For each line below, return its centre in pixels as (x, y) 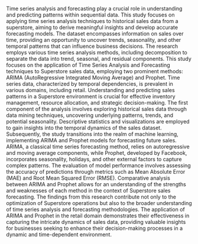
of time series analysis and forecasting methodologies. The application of (95, 209)
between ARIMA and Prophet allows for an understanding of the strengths (96, 184)
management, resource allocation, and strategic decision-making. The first (97, 103)
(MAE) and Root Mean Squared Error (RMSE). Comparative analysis (88, 178)
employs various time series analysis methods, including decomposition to (97, 52)
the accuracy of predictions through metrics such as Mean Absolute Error (96, 172)
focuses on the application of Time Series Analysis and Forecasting (88, 65)
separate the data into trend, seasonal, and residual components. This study (99, 59)
